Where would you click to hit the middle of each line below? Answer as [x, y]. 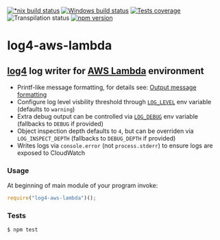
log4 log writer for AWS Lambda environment [106, 71]
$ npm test [23, 230]
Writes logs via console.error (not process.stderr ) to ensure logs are [115, 145]
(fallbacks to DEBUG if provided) [60, 124]
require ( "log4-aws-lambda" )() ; [52, 198]
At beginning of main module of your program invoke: [83, 186]
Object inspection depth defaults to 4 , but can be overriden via [105, 131]
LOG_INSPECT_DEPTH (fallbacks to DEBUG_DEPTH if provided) [96, 138]
